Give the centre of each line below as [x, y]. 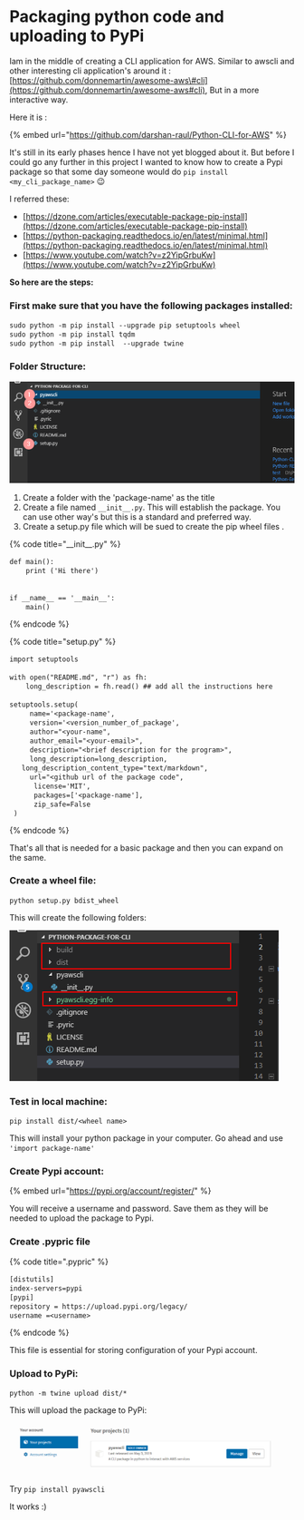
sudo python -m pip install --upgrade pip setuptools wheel [125, 326]
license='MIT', [62, 786]
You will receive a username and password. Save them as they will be [139, 1209]
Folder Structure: [48, 366]
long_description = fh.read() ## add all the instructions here [149, 687]
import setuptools [44, 659]
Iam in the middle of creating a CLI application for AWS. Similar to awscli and [152, 61]
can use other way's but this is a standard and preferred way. [137, 516]
